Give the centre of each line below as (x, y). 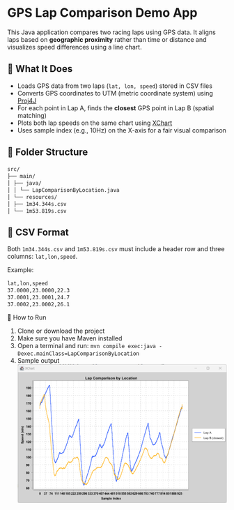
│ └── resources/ (32, 197)
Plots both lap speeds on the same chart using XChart (95, 123)
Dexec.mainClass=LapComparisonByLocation (78, 354)
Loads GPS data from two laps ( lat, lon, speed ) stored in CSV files (115, 86)
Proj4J (27, 100)
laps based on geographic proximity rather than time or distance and (107, 39)
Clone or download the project (61, 331)
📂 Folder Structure (48, 152)
